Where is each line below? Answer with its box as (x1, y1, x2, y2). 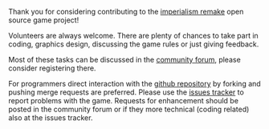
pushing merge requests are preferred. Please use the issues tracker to (8, 87, 245, 97)
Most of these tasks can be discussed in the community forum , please (8, 55, 241, 64)
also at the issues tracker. (8, 113, 93, 123)
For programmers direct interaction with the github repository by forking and (8, 79, 261, 88)
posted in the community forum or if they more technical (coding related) (8, 104, 250, 114)
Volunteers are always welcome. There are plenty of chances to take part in (8, 31, 259, 40)
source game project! (8, 15, 79, 25)
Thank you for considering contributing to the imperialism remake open (8, 7, 244, 16)
